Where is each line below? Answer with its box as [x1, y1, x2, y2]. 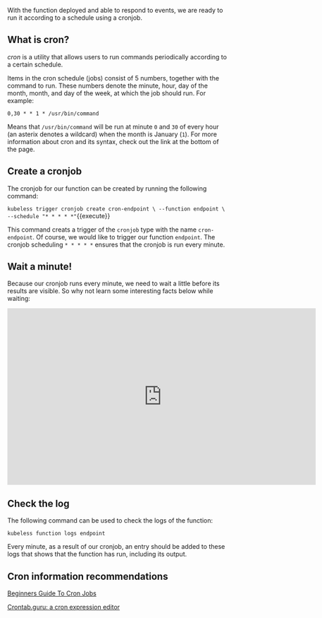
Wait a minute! [7, 261, 73, 273]
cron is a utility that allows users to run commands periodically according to [7, 52, 228, 61]
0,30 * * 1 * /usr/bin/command [7, 109, 99, 117]
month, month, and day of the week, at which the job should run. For [7, 88, 206, 97]
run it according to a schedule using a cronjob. [7, 13, 143, 22]
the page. [7, 145, 35, 153]
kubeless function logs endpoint [7, 530, 106, 537]
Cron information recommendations [7, 570, 168, 582]
